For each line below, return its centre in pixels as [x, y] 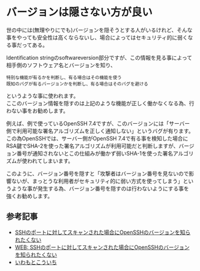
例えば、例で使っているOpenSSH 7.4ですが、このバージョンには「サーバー [98, 123]
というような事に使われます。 [42, 96]
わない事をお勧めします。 [37, 111]
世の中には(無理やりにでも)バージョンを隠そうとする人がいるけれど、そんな [99, 30]
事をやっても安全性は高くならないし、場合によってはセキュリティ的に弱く [97, 37]
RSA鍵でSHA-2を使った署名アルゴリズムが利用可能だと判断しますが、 [93, 146]
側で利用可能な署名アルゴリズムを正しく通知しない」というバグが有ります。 [100, 131]
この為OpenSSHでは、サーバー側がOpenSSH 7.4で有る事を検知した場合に [97, 138]
